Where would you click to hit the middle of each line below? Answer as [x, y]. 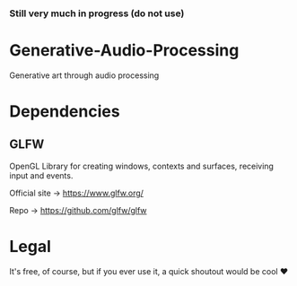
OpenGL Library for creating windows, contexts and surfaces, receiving [141, 166]
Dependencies [65, 112]
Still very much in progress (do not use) [97, 13]
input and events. [41, 175]
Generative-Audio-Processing [124, 51]
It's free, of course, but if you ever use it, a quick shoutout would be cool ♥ [149, 271]
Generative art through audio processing [84, 75]
